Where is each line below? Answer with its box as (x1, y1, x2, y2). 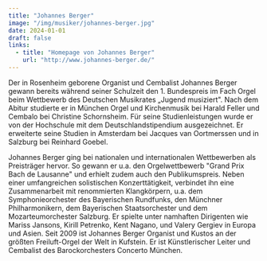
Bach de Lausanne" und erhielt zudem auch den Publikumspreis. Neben (8, 169, 245, 179)
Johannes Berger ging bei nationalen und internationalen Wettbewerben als (8, 152, 257, 162)
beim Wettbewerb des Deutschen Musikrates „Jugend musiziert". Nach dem (8, 95, 259, 104)
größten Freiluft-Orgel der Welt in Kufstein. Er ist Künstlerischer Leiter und (8, 236, 251, 247)
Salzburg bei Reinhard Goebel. (8, 137, 108, 146)
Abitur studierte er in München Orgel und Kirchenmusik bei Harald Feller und (8, 103, 260, 112)
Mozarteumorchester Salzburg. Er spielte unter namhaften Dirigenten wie (8, 212, 249, 221)
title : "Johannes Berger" (8, 11, 94, 20)
